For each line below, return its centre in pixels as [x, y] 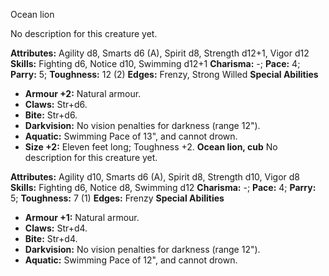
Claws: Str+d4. [56, 228]
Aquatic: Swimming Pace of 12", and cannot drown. [131, 260]
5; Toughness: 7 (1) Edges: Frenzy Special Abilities [117, 198]
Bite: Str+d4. [51, 238]
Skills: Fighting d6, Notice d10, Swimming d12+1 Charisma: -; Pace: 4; [155, 63]
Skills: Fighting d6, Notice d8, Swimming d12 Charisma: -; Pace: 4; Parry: [163, 187]
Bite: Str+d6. [51, 115]
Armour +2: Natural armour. [83, 93]
